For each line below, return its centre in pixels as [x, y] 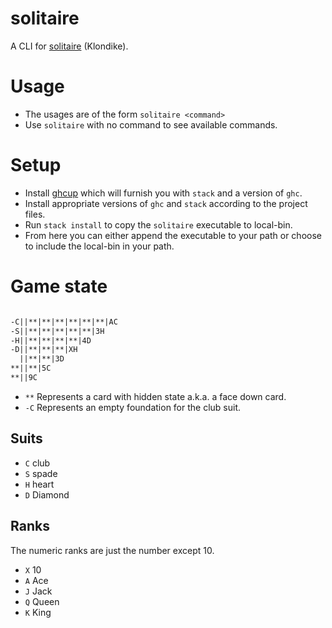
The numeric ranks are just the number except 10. [112, 550]
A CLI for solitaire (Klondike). [69, 46]
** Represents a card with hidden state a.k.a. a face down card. [155, 396]
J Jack [38, 591]
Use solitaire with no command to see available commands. [151, 124]
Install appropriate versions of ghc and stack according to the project [166, 203]
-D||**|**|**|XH [44, 350]
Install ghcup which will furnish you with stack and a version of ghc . [163, 193]
